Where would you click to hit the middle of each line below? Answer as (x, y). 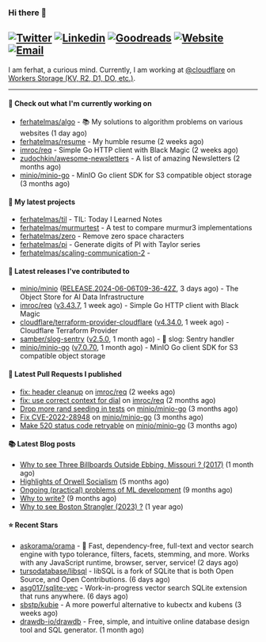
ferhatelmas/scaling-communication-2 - (85, 253)
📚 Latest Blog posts (42, 444)
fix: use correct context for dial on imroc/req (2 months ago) (118, 400)
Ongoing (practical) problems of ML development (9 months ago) (126, 489)
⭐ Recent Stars (33, 525)
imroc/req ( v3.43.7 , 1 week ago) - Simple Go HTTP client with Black (129, 306)
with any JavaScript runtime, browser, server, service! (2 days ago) (129, 562)
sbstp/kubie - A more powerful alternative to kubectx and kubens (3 (131, 604)
